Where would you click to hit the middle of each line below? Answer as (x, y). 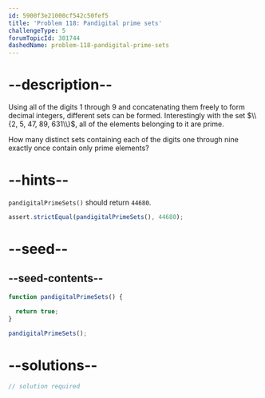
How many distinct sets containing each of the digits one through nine (124, 140)
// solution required (44, 387)
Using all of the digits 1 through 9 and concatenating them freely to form (127, 107)
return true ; (37, 311)
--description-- (61, 85)
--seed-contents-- (56, 279)
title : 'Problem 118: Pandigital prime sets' (85, 23)
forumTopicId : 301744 (44, 38)
